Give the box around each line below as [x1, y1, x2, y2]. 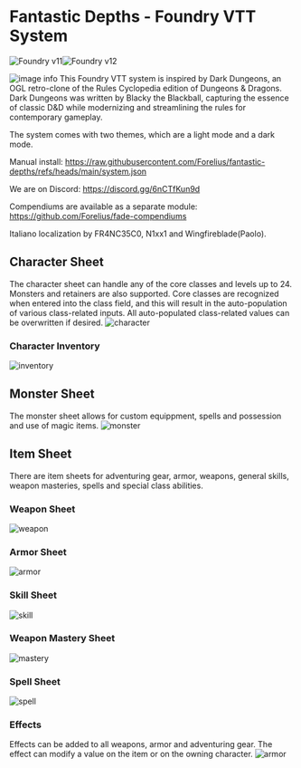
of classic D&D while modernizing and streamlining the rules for [9, 101, 247, 112]
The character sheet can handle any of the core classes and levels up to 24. [9, 278, 292, 289]
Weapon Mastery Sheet [9, 632, 116, 645]
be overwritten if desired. [9, 317, 104, 328]
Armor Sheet [9, 545, 67, 558]
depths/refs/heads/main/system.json [9, 166, 147, 177]
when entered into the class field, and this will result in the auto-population [9, 297, 287, 309]
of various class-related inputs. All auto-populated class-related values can [9, 307, 290, 318]
